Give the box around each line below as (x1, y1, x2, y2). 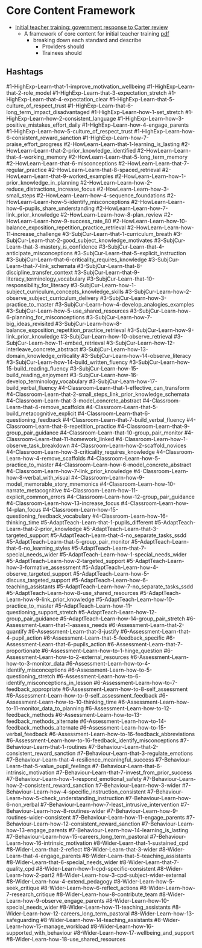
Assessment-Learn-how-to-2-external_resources (6, 653, 130, 661)
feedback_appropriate (6, 686, 62, 693)
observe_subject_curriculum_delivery (6, 294, 99, 302)
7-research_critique (6, 891, 55, 898)
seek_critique (6, 884, 40, 891)
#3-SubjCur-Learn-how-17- (89, 378, 158, 385)
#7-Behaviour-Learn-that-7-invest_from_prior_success (55, 769, 192, 776)
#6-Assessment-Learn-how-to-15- (80, 724, 166, 731)
